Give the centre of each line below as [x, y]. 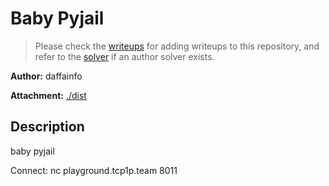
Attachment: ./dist [48, 95]
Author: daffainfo [46, 76]
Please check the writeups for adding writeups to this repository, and [177, 46]
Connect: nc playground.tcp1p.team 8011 [94, 170]
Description [47, 127]
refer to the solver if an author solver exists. [124, 56]
